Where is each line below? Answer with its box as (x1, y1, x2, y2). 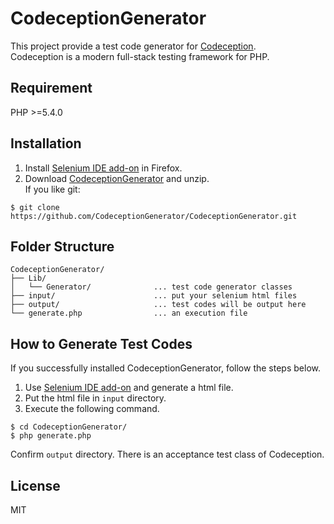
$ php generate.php (10, 431, 92, 441)
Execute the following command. (24, 403, 160, 415)
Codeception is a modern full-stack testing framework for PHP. (10, 50, 270, 62)
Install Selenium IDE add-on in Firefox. (24, 162, 183, 174)
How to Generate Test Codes (10, 335, 193, 352)
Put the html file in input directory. (24, 392, 167, 404)
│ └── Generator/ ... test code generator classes (10, 282, 293, 292)
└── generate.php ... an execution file (10, 308, 248, 319)
